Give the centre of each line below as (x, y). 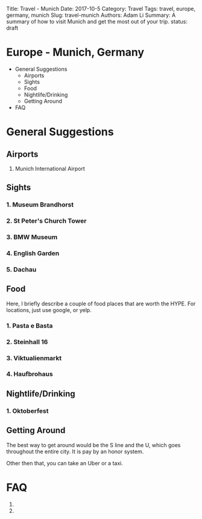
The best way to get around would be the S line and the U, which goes (93, 445)
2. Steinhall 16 (27, 342)
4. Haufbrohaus (30, 374)
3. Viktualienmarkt (34, 358)
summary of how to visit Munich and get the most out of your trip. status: (97, 21)
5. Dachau (21, 269)
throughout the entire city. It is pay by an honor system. (75, 451)
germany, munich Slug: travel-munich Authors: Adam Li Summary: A (91, 15)
